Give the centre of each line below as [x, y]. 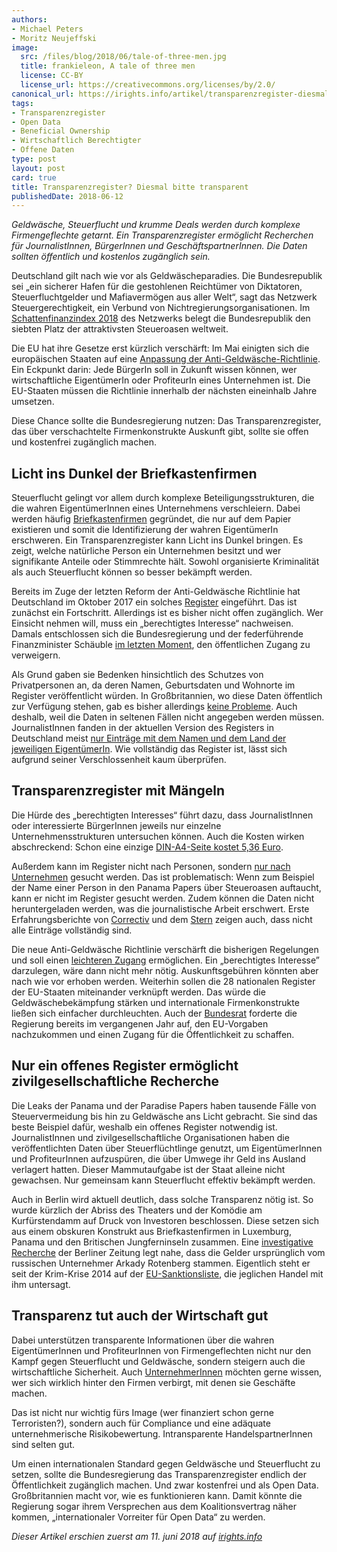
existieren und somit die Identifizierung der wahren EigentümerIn [145, 530]
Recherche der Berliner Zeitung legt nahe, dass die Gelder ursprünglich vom [168, 1252]
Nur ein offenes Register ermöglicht [125, 1066]
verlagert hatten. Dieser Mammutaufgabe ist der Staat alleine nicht [148, 1169]
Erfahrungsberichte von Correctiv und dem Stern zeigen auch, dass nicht [162, 919]
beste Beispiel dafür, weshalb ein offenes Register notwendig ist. [144, 1127]
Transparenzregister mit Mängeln [118, 791]
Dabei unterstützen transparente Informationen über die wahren [143, 1340]
